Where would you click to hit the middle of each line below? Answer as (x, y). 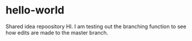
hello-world (35, 10)
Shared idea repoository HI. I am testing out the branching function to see (96, 26)
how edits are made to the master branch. (57, 32)
